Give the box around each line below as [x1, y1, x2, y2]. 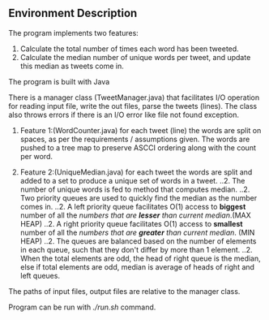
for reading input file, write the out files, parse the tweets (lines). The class [8, 101, 258, 110]
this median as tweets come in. [19, 61, 124, 71]
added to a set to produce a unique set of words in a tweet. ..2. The [19, 175, 246, 185]
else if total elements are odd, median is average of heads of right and [19, 262, 255, 271]
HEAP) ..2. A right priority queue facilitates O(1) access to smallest [19, 218, 243, 228]
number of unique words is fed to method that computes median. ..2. [19, 184, 250, 194]
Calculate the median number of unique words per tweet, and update [19, 52, 251, 62]
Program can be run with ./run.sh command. [8, 302, 156, 312]
